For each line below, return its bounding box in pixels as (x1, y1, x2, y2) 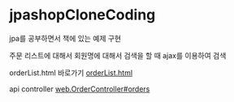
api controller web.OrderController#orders (9, 83, 150, 94)
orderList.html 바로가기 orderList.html (9, 67, 133, 78)
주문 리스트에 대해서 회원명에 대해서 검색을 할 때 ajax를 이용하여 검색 (9, 50, 227, 60)
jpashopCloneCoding (9, 6, 156, 24)
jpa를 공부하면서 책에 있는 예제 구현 (9, 33, 121, 43)
